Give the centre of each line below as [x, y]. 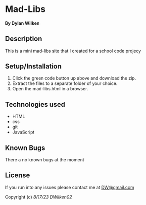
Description [24, 39]
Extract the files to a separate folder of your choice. [65, 83]
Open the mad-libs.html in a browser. [50, 89]
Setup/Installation [33, 66]
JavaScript [23, 132]
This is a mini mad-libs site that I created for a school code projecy [73, 51]
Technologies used [35, 104]
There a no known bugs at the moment [45, 160]
